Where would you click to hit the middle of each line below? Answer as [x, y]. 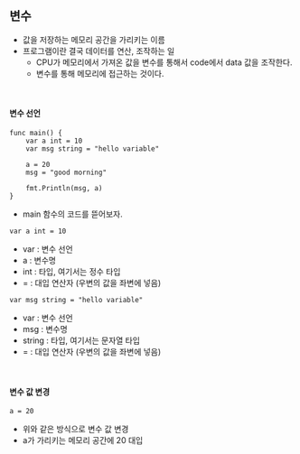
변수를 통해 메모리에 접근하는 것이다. [100, 73]
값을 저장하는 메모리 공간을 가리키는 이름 [94, 40]
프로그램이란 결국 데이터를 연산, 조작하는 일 [98, 51]
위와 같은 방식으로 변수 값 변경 [75, 429]
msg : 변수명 [45, 329]
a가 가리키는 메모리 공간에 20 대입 [83, 440]
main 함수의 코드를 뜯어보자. [73, 214]
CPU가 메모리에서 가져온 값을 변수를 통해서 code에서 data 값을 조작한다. [164, 62]
